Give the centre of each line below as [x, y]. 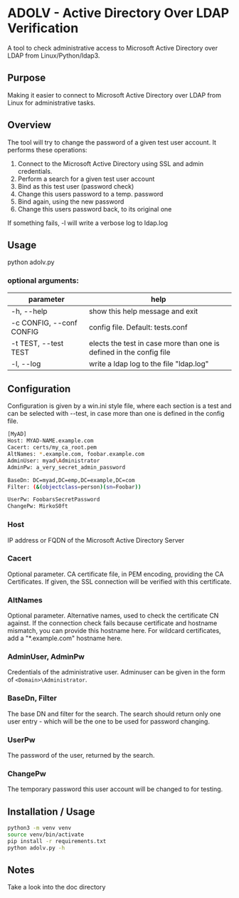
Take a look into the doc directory [57, 887]
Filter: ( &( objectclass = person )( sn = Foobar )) [74, 487]
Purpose [27, 78]
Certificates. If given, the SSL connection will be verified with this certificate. [119, 581]
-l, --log [26, 363]
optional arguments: [43, 281]
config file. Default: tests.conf [138, 327]
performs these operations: [47, 150]
